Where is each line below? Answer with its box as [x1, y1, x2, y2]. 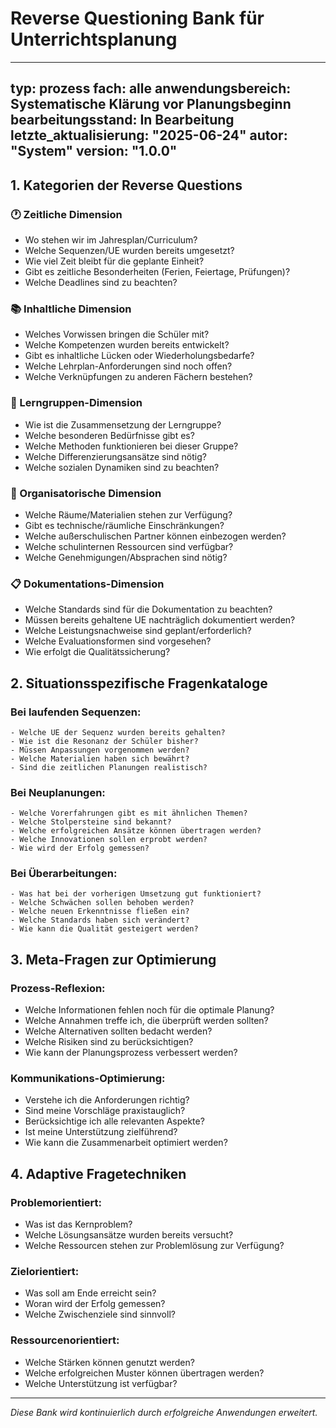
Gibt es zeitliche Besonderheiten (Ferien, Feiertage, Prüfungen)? [24, 266, 291, 278]
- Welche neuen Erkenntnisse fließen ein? [10, 907, 190, 917]
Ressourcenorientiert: [10, 1333, 120, 1347]
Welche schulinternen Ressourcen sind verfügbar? [24, 540, 234, 552]
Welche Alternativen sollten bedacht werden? [24, 1025, 213, 1037]
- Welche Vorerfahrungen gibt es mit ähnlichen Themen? [10, 808, 248, 819]
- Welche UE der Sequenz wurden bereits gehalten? [10, 727, 226, 737]
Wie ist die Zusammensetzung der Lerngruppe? [24, 418, 222, 431]
